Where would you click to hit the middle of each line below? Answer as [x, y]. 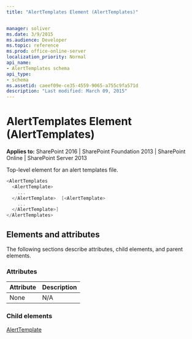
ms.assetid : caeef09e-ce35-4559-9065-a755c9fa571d [72, 86]
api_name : [19, 63]
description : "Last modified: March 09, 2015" [67, 91]
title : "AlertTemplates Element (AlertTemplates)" [72, 12]
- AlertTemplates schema [38, 68]
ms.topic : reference [33, 46]
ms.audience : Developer [37, 40]
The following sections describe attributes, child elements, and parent [94, 249]
